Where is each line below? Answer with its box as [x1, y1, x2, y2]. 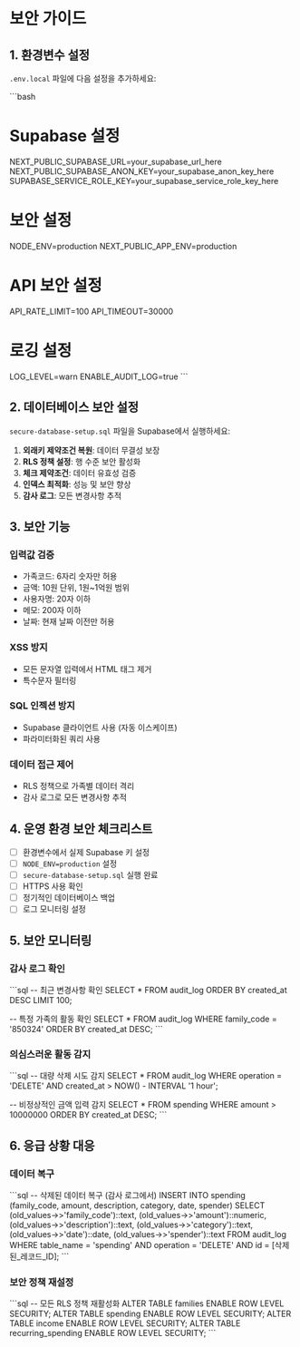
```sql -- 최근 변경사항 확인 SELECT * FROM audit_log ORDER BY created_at [9, 985, 287, 996]
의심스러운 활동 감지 [9, 1048, 92, 1060]
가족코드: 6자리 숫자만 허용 [22, 571, 118, 581]
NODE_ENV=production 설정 [22, 858, 118, 869]
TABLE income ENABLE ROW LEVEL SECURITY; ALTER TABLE [9, 1318, 241, 1329]
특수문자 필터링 [22, 675, 77, 686]
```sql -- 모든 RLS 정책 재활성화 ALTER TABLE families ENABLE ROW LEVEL [9, 1298, 285, 1309]
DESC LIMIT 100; [9, 995, 73, 1006]
